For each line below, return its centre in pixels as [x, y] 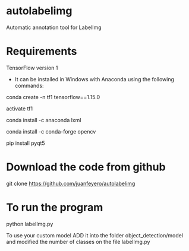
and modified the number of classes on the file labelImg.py [78, 242]
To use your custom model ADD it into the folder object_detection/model [94, 235]
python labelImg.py [30, 224]
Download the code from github [86, 167]
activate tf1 [20, 109]
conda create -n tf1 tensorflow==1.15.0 [53, 97]
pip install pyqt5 [26, 143]
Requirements [42, 51]
